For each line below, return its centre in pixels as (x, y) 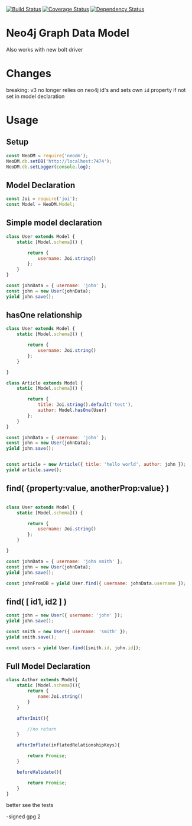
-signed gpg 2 (23, 817)
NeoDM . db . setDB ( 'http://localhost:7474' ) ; (59, 161)
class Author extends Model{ (42, 680)
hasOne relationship (44, 315)
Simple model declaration (54, 223)
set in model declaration (35, 96)
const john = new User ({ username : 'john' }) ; (64, 615)
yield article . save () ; (34, 470)
